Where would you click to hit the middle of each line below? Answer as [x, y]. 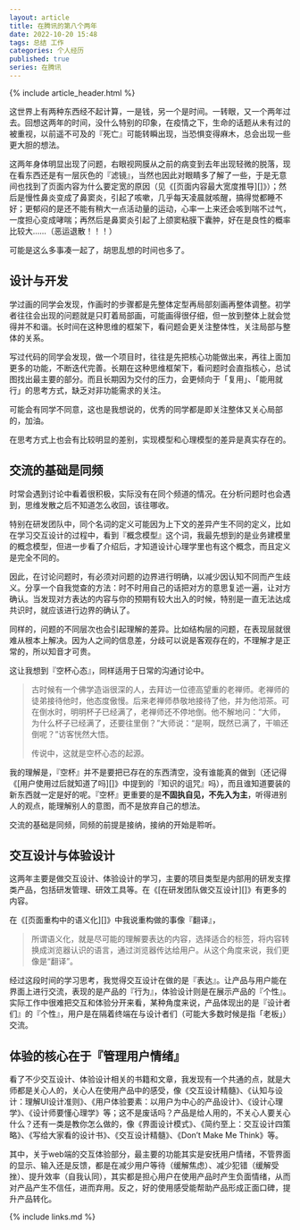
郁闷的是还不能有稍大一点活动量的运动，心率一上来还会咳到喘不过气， [162, 208]
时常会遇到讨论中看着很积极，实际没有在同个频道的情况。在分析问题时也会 [146, 494]
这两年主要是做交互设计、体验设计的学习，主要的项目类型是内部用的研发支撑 [150, 878]
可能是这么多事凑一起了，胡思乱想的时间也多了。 [99, 250]
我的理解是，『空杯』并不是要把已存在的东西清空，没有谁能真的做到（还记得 [148, 772]
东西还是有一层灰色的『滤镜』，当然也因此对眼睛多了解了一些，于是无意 [156, 174]
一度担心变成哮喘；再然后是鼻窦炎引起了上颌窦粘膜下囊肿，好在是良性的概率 [150, 219]
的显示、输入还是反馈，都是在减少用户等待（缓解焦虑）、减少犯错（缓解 [140, 1166]
